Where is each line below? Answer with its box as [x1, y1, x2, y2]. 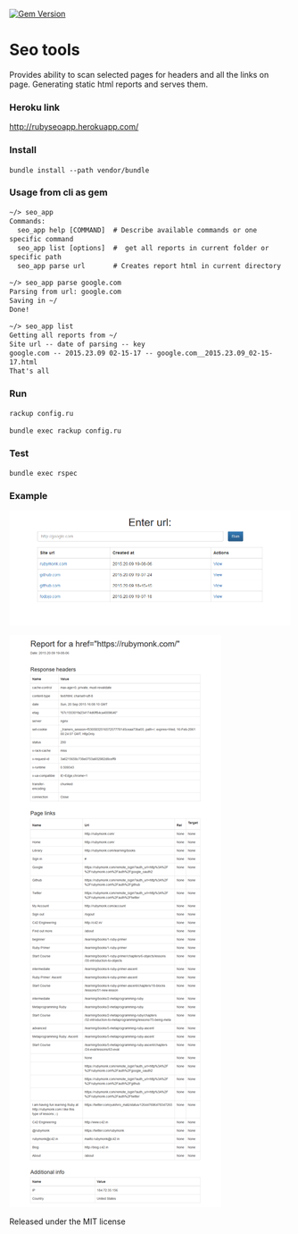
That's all [9, 367, 50, 376]
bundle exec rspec [9, 469, 78, 478]
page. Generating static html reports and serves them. [9, 79, 208, 89]
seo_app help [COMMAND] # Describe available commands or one [17, 225, 257, 234]
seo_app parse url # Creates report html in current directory [17, 261, 281, 270]
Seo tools [9, 40, 80, 60]
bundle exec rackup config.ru [9, 427, 122, 435]
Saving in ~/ [9, 296, 58, 305]
